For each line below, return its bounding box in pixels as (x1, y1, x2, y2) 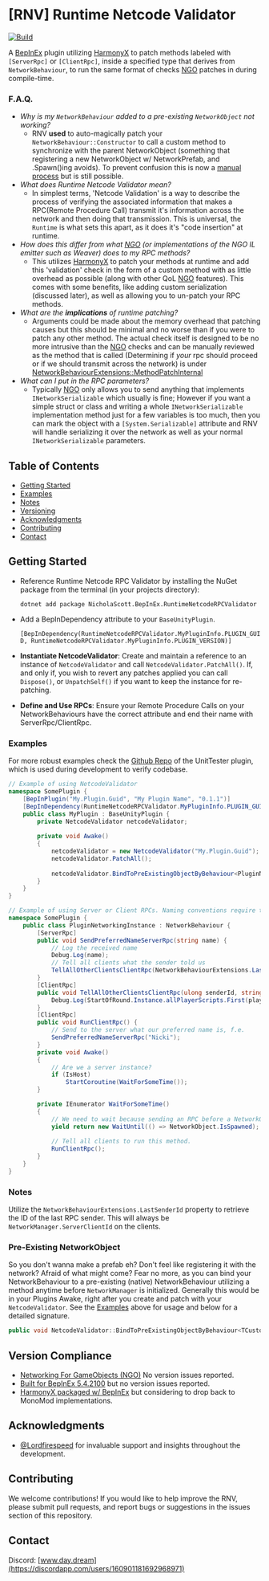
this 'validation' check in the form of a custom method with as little (31, 265, 252, 275)
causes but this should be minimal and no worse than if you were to (31, 325, 255, 335)
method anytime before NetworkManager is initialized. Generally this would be (8, 1286, 260, 1295)
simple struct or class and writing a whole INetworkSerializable (31, 401, 243, 411)
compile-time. (8, 73, 54, 83)
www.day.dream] (39, 1555, 97, 1565)
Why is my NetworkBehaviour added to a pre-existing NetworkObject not (19, 112, 255, 121)
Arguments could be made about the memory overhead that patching (31, 316, 261, 326)
